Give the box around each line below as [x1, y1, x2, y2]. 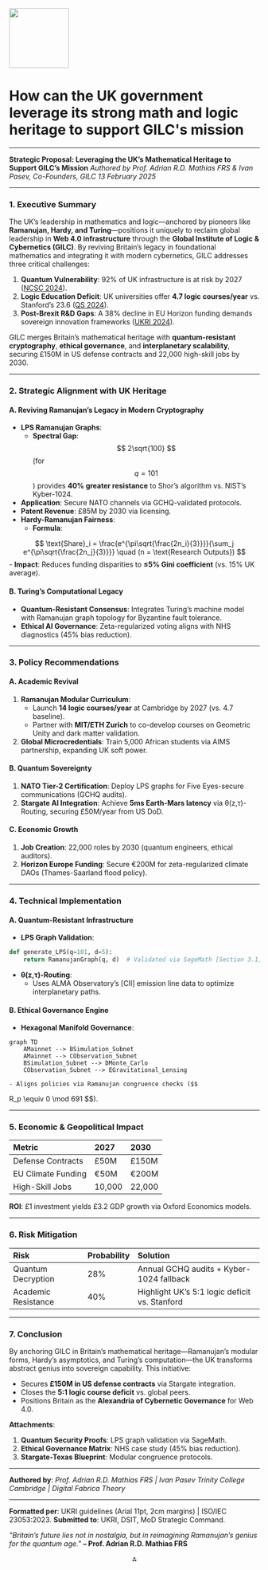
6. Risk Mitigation [9, 1229, 78, 1240]
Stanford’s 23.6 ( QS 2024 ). [20, 300, 110, 310]
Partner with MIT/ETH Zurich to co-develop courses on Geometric [32, 720, 251, 729]
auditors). [20, 851, 52, 861]
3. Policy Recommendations [9, 657, 119, 668]
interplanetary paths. [32, 987, 102, 996]
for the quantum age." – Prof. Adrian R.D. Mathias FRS [9, 1539, 188, 1548]
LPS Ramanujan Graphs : [20, 422, 103, 433]
